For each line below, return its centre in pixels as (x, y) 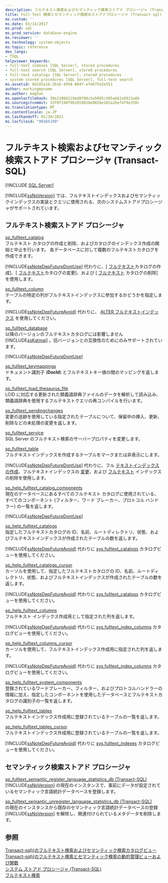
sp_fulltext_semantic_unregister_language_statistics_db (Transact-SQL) (79, 801)
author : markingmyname (29, 89)
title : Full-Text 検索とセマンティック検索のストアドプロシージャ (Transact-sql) (84, 15)
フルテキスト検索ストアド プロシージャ (65, 225)
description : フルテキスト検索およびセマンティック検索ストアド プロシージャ (76, 10)
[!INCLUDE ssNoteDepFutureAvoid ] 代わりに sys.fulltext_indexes (71, 743)
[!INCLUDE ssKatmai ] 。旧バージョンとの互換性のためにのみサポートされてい (84, 340)
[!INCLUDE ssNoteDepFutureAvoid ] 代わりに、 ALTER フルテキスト (73, 312)
